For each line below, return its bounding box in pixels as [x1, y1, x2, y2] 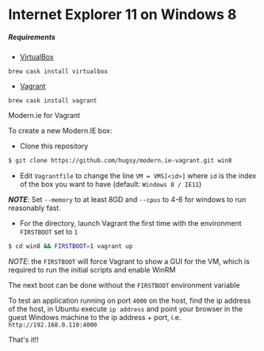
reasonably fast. [8, 204, 61, 213]
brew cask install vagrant [8, 97, 98, 105]
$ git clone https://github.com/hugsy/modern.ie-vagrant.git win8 [8, 157, 232, 165]
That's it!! [8, 334, 40, 344]
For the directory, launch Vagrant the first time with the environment [19, 219, 242, 228]
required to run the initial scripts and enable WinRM [8, 265, 176, 274]
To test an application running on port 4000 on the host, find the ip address [8, 296, 251, 305]
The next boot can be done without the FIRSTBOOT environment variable [8, 280, 240, 290]
